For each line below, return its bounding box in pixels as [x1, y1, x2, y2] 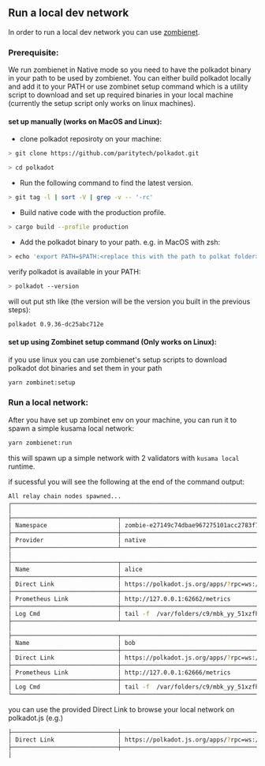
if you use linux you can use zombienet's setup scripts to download [8, 355, 227, 364]
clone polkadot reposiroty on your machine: [19, 134, 162, 144]
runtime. [8, 462, 35, 471]
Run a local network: [8, 397, 89, 408]
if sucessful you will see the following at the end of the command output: [8, 477, 245, 486]
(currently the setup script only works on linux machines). [8, 99, 196, 108]
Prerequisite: [8, 47, 59, 58]
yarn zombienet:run [8, 439, 73, 447]
